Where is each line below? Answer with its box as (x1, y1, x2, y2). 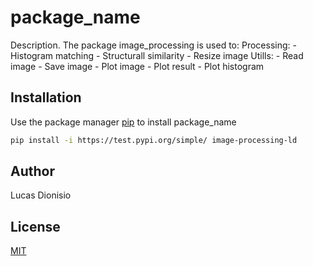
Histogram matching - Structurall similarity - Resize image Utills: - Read (10, 49, 304, 61)
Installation (10, 89, 82, 106)
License (10, 218, 61, 235)
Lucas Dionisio (10, 189, 72, 201)
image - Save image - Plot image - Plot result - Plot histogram (10, 60, 265, 72)
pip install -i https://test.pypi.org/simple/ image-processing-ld (10, 135, 298, 145)
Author (10, 163, 55, 180)
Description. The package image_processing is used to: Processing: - (10, 39, 297, 51)
